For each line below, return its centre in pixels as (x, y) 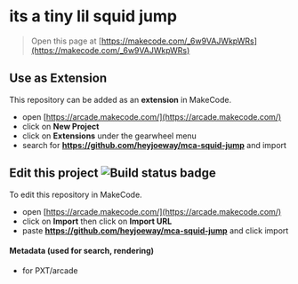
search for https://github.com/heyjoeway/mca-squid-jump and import (154, 145)
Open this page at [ (66, 41)
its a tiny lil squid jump (93, 16)
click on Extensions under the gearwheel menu (109, 136)
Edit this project (54, 174)
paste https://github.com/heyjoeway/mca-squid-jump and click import (155, 230)
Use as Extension (58, 79)
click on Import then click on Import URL (97, 221)
